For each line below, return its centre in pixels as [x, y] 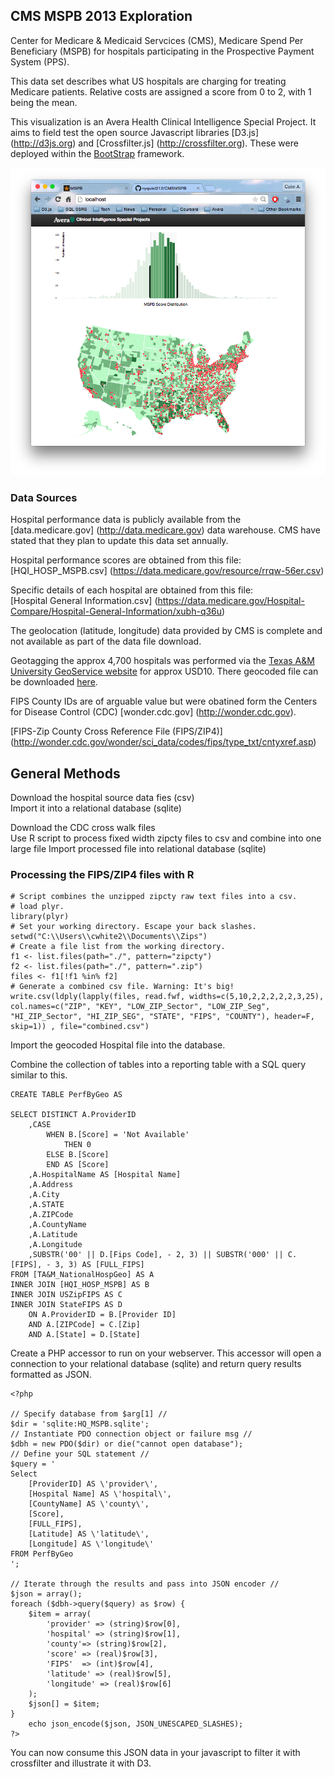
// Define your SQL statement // [80, 1454]
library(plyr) [40, 917]
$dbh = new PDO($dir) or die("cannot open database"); [127, 1444]
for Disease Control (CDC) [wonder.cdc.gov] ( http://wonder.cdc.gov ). [153, 712]
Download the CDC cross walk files [83, 828]
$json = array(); [46, 1594]
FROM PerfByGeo [42, 1554]
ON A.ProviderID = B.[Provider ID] [102, 1315]
